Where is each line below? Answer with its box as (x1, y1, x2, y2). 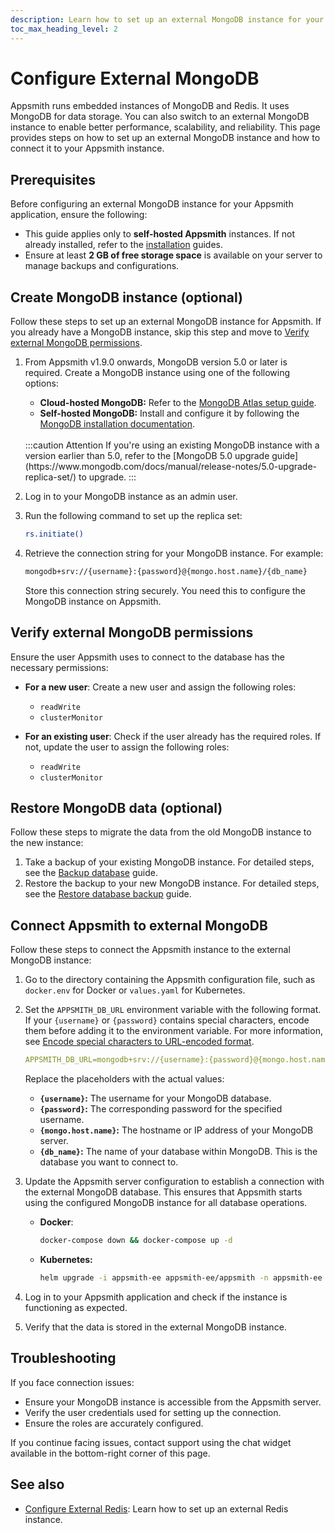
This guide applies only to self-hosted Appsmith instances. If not (24, 228, 295, 240)
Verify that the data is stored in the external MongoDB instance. (24, 1321, 287, 1333)
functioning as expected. (24, 1301, 128, 1313)
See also (10, 1476, 65, 1493)
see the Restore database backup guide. (24, 888, 192, 900)
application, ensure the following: (10, 209, 148, 221)
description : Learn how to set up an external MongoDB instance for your (10, 14, 325, 25)
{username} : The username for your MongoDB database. (39, 1092, 272, 1105)
